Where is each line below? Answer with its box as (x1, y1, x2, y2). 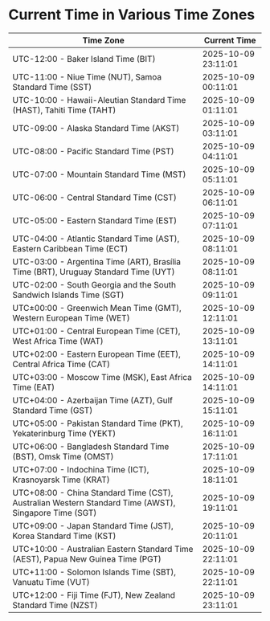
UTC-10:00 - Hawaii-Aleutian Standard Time (12, 94, 186, 105)
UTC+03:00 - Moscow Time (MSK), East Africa (12, 371, 193, 382)
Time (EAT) (12, 382, 55, 393)
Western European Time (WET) (12, 312, 130, 323)
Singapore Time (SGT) (12, 507, 97, 518)
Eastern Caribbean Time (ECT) (12, 243, 129, 254)
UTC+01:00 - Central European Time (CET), (12, 325, 181, 337)
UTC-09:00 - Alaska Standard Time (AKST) (12, 122, 180, 133)
